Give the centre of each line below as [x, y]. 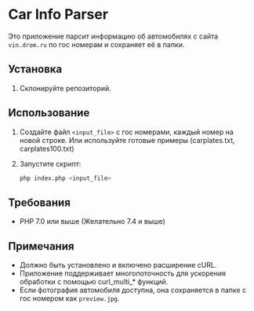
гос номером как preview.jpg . [69, 298]
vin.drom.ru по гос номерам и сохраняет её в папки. [96, 44]
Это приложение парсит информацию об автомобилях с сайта [113, 36]
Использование [49, 113]
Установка [35, 70]
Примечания [41, 246]
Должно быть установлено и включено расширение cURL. [118, 265]
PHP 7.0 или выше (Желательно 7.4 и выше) [93, 221]
